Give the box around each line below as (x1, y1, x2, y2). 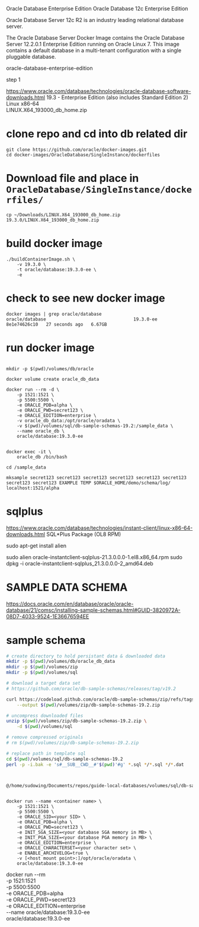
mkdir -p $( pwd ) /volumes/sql (6, 669, 78, 676)
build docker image (6, 237, 102, 251)
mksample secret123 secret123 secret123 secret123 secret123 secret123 (6, 474, 187, 480)
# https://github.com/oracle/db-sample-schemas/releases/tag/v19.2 (6, 685, 176, 692)
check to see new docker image (6, 291, 165, 304)
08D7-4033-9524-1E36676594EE (6, 612, 89, 620)
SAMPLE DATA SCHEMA (6, 580, 128, 594)
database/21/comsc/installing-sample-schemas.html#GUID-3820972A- (6, 607, 181, 614)
